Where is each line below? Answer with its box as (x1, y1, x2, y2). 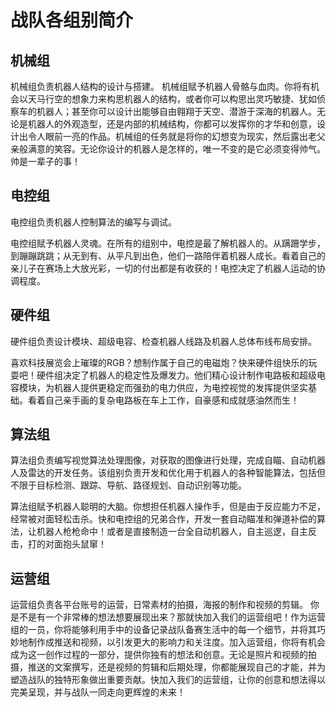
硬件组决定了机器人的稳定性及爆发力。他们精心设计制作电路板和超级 (36, 369, 317, 381)
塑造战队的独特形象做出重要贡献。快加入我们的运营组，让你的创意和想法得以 (10, 674, 326, 686)
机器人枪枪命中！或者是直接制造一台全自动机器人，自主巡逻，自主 (36, 526, 308, 538)
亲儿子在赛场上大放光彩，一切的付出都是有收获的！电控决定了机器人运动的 (10, 262, 317, 274)
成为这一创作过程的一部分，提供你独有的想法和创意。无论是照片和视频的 (10, 649, 308, 661)
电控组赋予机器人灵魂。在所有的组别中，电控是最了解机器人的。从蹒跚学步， (10, 237, 326, 249)
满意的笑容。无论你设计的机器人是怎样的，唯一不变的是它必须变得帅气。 (27, 143, 326, 155)
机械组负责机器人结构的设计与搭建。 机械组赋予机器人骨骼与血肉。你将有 (10, 81, 311, 92)
